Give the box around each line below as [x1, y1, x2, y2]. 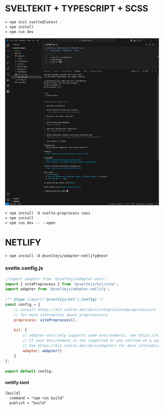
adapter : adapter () [22, 348, 62, 353]
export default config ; [5, 369, 54, 374]
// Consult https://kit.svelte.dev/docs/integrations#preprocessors [14, 307, 156, 312]
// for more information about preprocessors [14, 312, 108, 317]
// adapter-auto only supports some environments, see [22, 333, 137, 338]
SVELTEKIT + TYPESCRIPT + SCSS [5, 3, 148, 14]
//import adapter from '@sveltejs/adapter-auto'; [5, 276, 108, 281]
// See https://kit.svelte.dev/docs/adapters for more [22, 343, 137, 348]
